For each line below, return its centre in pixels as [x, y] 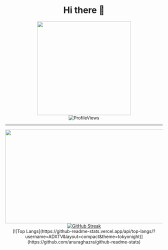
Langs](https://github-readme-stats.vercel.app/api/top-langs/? [91, 231]
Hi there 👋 [84, 10]
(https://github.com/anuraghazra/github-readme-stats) [84, 241]
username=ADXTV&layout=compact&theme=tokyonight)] [84, 236]
